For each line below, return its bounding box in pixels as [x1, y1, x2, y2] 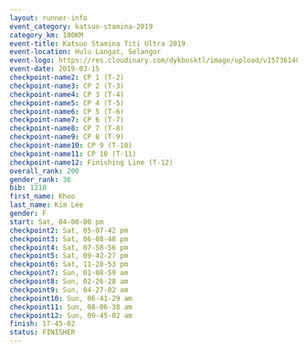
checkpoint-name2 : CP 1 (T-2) [9, 73, 125, 82]
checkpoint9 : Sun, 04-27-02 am [9, 285, 129, 294]
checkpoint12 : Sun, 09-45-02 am [9, 311, 132, 320]
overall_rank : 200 [9, 166, 79, 175]
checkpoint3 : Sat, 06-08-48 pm [9, 234, 129, 243]
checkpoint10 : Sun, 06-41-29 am [9, 293, 132, 303]
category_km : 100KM [9, 30, 84, 39]
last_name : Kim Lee [9, 200, 84, 210]
